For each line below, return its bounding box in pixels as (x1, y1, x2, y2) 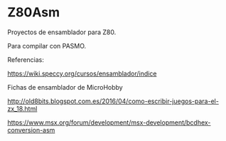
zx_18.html (7, 104, 38, 113)
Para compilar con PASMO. (7, 41, 87, 50)
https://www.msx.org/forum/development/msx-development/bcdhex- (7, 118, 211, 127)
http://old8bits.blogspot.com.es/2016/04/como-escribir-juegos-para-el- (7, 97, 219, 105)
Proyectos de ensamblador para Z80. (7, 28, 117, 36)
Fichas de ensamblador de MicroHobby (7, 83, 123, 91)
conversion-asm (7, 125, 55, 134)
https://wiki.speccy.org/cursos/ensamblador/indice (7, 69, 157, 78)
